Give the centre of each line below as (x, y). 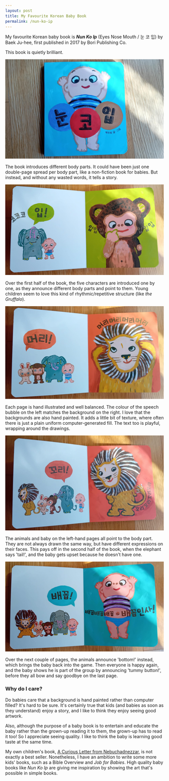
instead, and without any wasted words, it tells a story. (62, 177)
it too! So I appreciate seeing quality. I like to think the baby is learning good (84, 736)
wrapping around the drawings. (38, 428)
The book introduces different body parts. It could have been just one (77, 166)
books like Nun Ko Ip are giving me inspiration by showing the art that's (79, 767)
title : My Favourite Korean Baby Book (46, 16)
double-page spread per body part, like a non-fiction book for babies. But (81, 172)
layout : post (19, 11)
